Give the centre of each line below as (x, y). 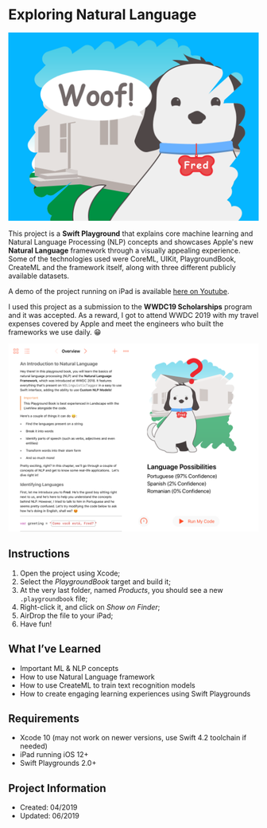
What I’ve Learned (55, 649)
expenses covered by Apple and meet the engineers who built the (116, 324)
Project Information (57, 788)
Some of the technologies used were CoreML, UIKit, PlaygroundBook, (122, 259)
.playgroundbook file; (54, 598)
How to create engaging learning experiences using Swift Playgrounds (135, 693)
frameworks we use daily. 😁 (55, 332)
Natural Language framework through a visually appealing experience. (124, 250)
